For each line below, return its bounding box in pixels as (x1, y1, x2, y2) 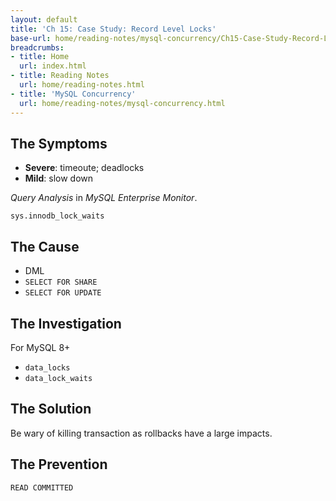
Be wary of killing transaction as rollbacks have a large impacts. (10, 427, 273, 439)
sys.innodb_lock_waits (10, 211, 105, 221)
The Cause (10, 238, 80, 255)
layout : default (10, 14, 78, 25)
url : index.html (19, 61, 87, 71)
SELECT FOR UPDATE (24, 288, 102, 298)
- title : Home (10, 52, 70, 62)
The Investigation (10, 315, 122, 332)
